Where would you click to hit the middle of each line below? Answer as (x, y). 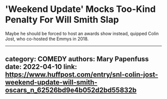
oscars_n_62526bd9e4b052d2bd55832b (71, 90)
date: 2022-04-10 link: (41, 67)
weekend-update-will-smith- (51, 82)
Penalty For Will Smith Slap (62, 20)
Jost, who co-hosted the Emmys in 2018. (47, 39)
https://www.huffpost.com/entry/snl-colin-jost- (82, 75)
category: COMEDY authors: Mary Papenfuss (77, 59)
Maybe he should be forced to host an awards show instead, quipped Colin (82, 33)
